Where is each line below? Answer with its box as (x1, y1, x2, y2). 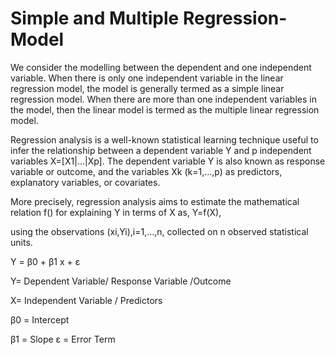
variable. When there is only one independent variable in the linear (10, 72, 284, 84)
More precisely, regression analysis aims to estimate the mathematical (10, 195, 300, 207)
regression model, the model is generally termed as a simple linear (10, 82, 285, 94)
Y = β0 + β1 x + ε (10, 255, 81, 267)
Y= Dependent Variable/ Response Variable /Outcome (10, 275, 232, 287)
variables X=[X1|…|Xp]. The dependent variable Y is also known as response (10, 155, 326, 167)
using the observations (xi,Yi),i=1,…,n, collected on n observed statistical (10, 225, 309, 237)
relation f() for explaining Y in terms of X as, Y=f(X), (10, 206, 222, 218)
